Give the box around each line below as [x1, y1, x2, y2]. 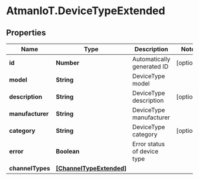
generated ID [132, 63, 169, 70]
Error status [132, 140, 165, 148]
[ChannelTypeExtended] [56, 164, 127, 172]
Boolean [56, 148, 80, 155]
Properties [6, 28, 46, 38]
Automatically [132, 55, 171, 63]
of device [132, 148, 159, 155]
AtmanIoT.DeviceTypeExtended [6, 4, 166, 18]
